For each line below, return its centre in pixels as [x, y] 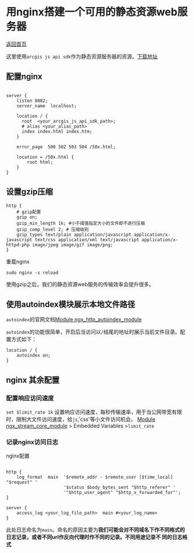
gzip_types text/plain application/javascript [74, 235]
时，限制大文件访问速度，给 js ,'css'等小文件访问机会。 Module [81, 420]
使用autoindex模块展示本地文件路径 [70, 304]
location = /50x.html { [45, 157]
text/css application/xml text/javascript [87, 240]
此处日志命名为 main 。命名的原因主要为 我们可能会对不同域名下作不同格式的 [96, 530]
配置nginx [24, 77]
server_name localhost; [47, 106]
